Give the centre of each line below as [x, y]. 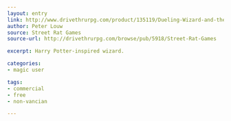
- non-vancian [27, 101]
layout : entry [27, 13]
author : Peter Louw [35, 26]
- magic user [26, 70]
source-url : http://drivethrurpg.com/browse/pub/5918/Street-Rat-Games [112, 39]
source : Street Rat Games [44, 32]
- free [16, 95]
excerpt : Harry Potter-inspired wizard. [66, 51]
